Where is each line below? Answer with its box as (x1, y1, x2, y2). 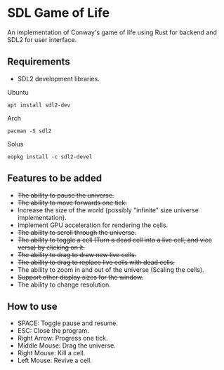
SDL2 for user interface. (7, 35, 77, 43)
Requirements (7, 56, 70, 68)
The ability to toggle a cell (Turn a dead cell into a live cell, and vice (17, 235, 213, 244)
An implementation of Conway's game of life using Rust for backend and (7, 28, 218, 36)
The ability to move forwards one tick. (17, 198, 128, 207)
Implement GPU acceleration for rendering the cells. (17, 221, 169, 229)
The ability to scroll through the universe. (17, 228, 137, 236)
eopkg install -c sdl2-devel (7, 153, 93, 160)
